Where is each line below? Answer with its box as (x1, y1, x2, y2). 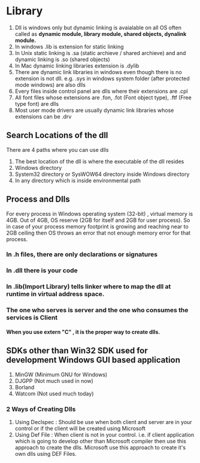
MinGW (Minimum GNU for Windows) (14, 371, 108, 378)
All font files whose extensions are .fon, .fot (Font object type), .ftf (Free (14, 94, 192, 101)
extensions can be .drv (14, 112, 72, 120)
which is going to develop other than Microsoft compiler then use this (14, 437, 187, 444)
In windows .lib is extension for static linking (14, 43, 124, 50)
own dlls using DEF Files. (14, 450, 77, 457)
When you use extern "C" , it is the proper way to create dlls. (6, 328, 160, 336)
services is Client (6, 313, 58, 322)
